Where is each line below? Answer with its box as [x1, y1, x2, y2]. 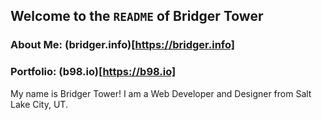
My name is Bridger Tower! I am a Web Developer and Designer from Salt [10, 87, 312, 99]
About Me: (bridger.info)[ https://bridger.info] [10, 38, 235, 52]
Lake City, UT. [10, 98, 68, 110]
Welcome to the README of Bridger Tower [10, 8, 264, 25]
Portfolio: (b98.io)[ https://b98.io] [10, 65, 177, 79]
